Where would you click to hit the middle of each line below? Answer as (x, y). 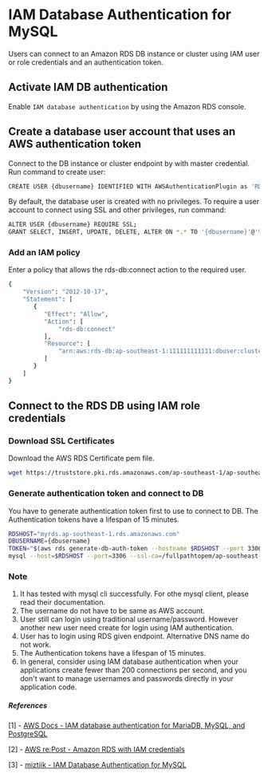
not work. (35, 645)
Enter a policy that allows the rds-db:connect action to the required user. (128, 270)
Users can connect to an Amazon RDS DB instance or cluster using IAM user (134, 53)
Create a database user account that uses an (122, 132)
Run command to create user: (57, 172)
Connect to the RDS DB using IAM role (104, 406)
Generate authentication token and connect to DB (106, 494)
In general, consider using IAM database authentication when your (129, 662)
